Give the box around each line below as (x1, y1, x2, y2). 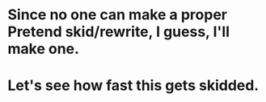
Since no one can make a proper (7, 6, 228, 24)
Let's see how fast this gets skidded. (7, 76, 260, 95)
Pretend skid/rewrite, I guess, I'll (7, 22, 230, 41)
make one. (7, 40, 80, 58)
